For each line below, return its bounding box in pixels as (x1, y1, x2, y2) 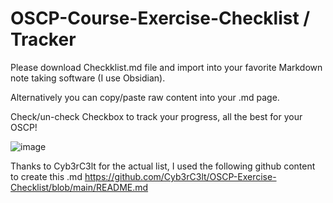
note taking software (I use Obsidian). (10, 72, 166, 84)
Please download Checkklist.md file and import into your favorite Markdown (10, 61, 323, 73)
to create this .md (10, 170, 83, 182)
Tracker (10, 28, 77, 51)
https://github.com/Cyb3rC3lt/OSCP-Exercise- (84, 170, 277, 182)
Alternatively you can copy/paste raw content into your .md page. (10, 91, 280, 103)
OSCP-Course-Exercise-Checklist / (10, 7, 311, 30)
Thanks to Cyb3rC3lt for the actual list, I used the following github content (10, 160, 316, 172)
